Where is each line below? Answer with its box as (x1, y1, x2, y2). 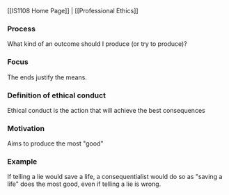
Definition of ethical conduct (7, 91, 106, 100)
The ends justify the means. (7, 73, 87, 81)
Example (7, 157, 38, 166)
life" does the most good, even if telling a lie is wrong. (7, 180, 161, 188)
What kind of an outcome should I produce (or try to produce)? (7, 40, 187, 48)
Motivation (7, 123, 45, 133)
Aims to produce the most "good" (7, 139, 104, 148)
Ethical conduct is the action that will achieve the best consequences (7, 106, 205, 114)
